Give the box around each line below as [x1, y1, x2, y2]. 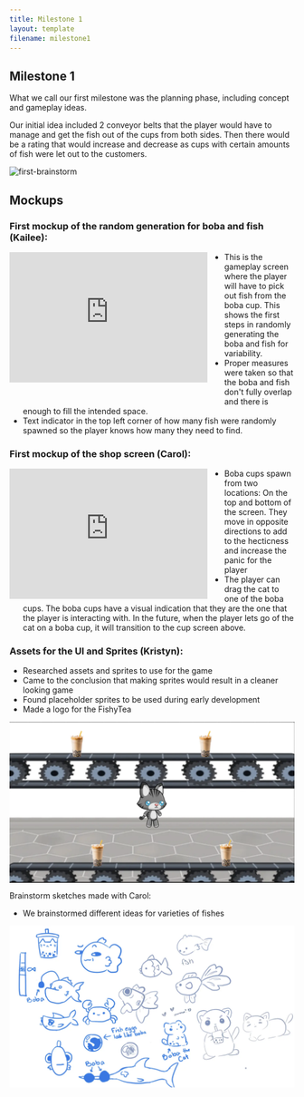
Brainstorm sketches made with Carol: [9, 890, 152, 901]
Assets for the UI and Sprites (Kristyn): [9, 645, 184, 657]
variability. [224, 347, 263, 358]
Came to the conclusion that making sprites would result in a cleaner [22, 675, 279, 686]
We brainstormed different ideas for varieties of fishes [22, 908, 224, 919]
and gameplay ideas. [9, 102, 88, 113]
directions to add [224, 526, 288, 537]
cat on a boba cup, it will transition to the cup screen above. [22, 622, 246, 634]
